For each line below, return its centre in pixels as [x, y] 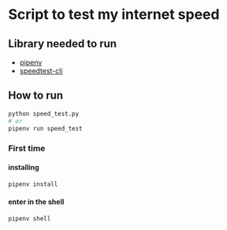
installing [24, 167]
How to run [36, 96]
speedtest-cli [41, 71]
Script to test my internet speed [114, 15]
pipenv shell [30, 218]
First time [27, 149]
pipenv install [33, 184]
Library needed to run [62, 44]
